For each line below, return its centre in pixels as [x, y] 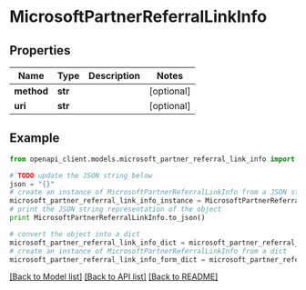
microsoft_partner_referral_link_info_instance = [106, 201]
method [31, 91]
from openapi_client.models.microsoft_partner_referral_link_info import [153, 159]
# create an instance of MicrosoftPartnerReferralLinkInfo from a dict [148, 251]
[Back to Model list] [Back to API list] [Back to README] [114, 277]
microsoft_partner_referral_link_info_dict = [97, 243]
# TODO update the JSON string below [81, 175]
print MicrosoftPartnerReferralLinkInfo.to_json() [107, 218]
